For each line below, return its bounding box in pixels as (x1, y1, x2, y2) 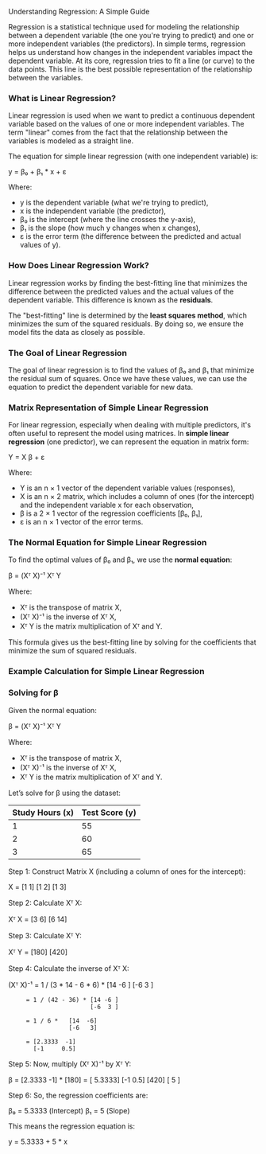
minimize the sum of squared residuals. (8, 646, 137, 656)
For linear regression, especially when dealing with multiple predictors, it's (8, 420, 252, 430)
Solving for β (8, 688, 59, 699)
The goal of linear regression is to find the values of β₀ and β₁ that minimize (8, 365, 255, 375)
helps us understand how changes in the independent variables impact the (8, 48, 253, 57)
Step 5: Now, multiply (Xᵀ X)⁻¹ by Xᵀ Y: (8, 1058, 132, 1069)
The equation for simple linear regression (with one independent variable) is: (8, 151, 259, 162)
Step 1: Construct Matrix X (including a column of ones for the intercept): (8, 867, 246, 876)
